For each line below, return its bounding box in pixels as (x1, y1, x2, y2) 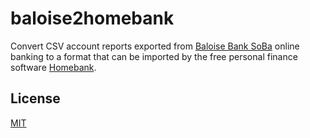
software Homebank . (10, 61, 97, 73)
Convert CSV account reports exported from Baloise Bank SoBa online (10, 40, 300, 52)
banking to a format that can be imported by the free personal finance (10, 50, 298, 62)
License (10, 90, 61, 107)
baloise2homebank (10, 7, 175, 30)
